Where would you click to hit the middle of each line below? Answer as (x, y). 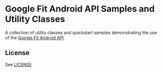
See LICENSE (19, 64)
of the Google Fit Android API (35, 38)
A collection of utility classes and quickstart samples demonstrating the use (81, 32)
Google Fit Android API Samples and (80, 9)
